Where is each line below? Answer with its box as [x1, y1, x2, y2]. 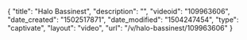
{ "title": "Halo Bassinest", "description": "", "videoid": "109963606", [7, 7, 230, 16]
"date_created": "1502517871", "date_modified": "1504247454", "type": [7, 15, 239, 24]
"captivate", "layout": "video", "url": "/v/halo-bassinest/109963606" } [7, 24, 233, 32]
